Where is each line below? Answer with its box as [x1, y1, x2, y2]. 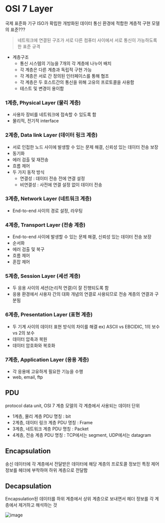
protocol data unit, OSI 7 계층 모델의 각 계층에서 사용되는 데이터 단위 [5, 402, 140, 409]
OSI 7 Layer [5, 3, 53, 15]
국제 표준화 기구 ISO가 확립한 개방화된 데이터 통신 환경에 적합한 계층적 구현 [5, 20, 151, 26]
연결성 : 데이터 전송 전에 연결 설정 [19, 175, 85, 181]
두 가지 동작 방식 [12, 169, 45, 175]
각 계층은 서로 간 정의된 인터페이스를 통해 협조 [19, 73, 109, 79]
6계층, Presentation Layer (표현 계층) [5, 311, 93, 318]
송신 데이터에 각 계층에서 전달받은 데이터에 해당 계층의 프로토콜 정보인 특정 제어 [5, 461, 160, 467]
